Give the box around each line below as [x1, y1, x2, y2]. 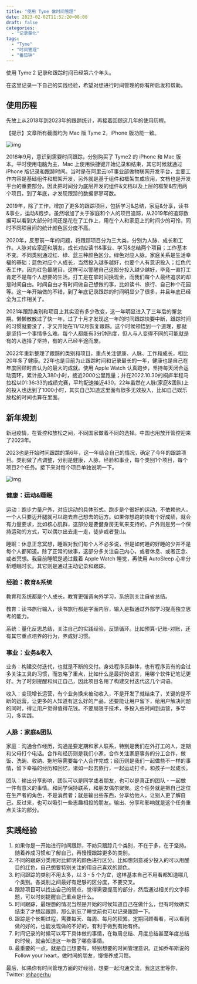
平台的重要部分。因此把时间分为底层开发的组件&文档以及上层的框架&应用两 [6, 182, 188, 190]
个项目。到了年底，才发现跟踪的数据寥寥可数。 [6, 190, 119, 197]
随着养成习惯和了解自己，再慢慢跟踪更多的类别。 [14, 849, 133, 857]
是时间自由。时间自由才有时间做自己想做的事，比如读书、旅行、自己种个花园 [6, 281, 191, 288]
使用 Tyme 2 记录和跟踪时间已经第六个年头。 [6, 69, 114, 76]
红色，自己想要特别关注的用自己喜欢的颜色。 [25, 864, 133, 871]
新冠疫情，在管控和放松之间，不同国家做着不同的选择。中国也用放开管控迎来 [6, 430, 191, 437]
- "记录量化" [11, 31, 40, 36]
